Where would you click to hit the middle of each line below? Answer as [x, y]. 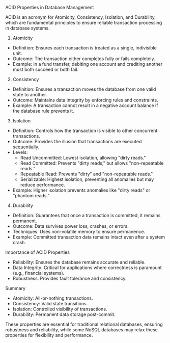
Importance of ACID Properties [38, 252]
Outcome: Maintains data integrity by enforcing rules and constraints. [86, 100]
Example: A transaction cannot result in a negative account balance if [85, 105]
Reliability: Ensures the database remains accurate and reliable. [79, 262]
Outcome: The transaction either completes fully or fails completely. [84, 59]
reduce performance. [42, 185]
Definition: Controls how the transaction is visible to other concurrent [85, 130]
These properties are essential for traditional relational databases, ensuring [84, 324]
